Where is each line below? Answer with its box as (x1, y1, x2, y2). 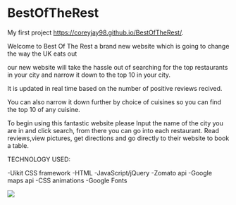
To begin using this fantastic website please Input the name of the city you (7, 118, 224, 128)
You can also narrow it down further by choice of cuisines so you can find (7, 97, 222, 106)
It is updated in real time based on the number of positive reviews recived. (7, 84, 223, 92)
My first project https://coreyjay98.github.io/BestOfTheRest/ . (7, 28, 184, 37)
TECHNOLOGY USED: (7, 155, 71, 163)
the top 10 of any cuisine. (7, 105, 80, 113)
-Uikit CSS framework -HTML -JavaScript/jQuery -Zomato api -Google (7, 168, 213, 177)
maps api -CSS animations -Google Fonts (7, 176, 128, 185)
